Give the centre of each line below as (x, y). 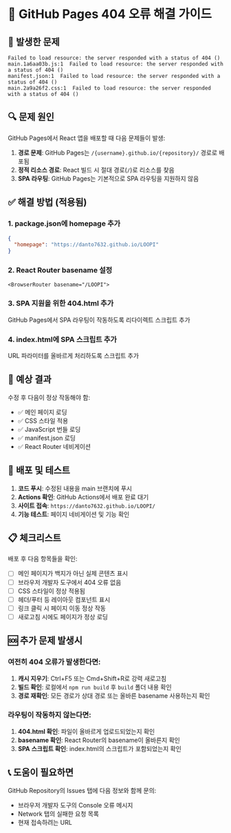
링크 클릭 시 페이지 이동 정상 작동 (62, 608)
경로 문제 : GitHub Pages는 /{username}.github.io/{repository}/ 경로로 (118, 152)
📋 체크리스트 (34, 538)
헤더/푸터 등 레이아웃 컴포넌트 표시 (64, 599)
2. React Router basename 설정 (60, 270)
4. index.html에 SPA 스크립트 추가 (63, 339)
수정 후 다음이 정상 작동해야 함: (49, 397)
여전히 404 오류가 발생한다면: (54, 662)
